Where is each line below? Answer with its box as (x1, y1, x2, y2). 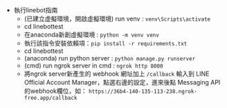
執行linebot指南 (13, 6, 58, 14)
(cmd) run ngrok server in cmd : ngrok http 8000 (24, 61, 163, 69)
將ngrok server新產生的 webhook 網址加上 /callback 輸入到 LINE (24, 69, 210, 78)
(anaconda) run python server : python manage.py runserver (24, 54, 196, 62)
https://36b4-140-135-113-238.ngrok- (89, 88, 197, 95)
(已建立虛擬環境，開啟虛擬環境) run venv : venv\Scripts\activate (24, 14, 211, 23)
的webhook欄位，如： (24, 87, 88, 95)
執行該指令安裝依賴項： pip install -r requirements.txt (24, 39, 188, 47)
